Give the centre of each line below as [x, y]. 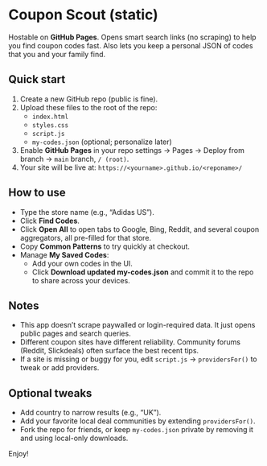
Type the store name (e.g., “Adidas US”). [87, 212]
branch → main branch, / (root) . [74, 159]
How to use [37, 193]
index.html [50, 117]
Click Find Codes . [50, 221]
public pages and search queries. [75, 334]
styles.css [50, 125]
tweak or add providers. [60, 368]
